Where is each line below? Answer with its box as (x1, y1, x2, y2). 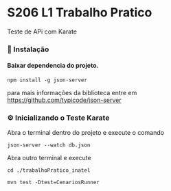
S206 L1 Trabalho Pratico (7, 5, 152, 21)
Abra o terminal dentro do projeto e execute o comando (7, 129, 165, 137)
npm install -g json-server (7, 77, 88, 84)
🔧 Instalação (7, 44, 49, 54)
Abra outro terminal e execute (7, 154, 91, 162)
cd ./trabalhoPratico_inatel (7, 167, 91, 174)
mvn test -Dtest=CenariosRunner (7, 179, 100, 186)
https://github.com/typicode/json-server (7, 96, 122, 104)
